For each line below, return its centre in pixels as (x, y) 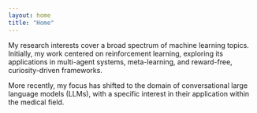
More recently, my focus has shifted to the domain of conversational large (128, 85)
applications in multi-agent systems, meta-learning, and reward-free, (120, 62)
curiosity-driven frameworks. (55, 70)
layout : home (30, 15)
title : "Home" (32, 23)
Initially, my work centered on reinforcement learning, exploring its (115, 53)
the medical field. (36, 102)
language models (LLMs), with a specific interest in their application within (129, 93)
